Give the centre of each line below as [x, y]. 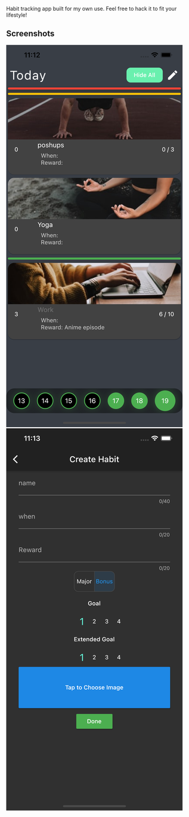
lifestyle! [17, 15]
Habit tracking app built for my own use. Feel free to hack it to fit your [92, 9]
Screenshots [30, 34]
